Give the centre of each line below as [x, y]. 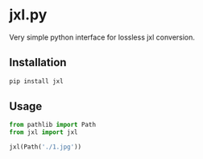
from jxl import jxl [44, 132]
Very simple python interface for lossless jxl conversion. [102, 37]
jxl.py [28, 15]
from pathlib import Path [52, 125]
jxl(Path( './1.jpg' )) [46, 147]
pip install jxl [36, 81]
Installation [38, 63]
